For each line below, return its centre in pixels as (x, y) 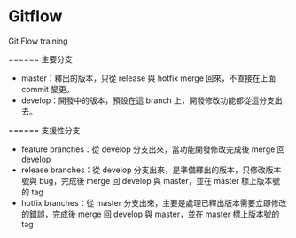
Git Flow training (38, 41)
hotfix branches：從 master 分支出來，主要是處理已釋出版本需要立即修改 (154, 202)
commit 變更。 (47, 89)
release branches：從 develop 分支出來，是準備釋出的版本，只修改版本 (151, 170)
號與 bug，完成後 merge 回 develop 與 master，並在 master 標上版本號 (151, 180)
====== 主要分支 (40, 59)
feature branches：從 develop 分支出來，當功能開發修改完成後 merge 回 (153, 149)
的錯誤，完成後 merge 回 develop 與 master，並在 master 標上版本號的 (150, 214)
